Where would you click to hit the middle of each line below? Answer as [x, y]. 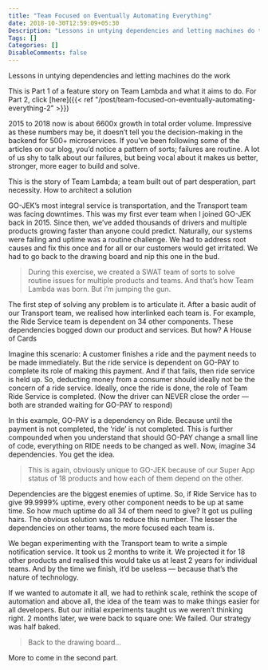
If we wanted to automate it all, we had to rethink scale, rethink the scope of [133, 593]
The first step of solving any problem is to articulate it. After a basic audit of [132, 304]
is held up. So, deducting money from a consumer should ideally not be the [132, 379]
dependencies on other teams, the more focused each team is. [112, 528]
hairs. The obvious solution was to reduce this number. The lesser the [123, 519]
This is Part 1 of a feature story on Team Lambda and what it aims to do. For [132, 91]
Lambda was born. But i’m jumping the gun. [99, 289]
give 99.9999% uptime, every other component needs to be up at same [126, 502]
